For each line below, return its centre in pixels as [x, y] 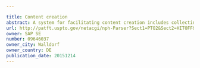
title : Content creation [37, 17]
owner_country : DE [29, 50]
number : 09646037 [28, 39]
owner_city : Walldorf [33, 45]
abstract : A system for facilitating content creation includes [87, 22]
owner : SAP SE [24, 33]
